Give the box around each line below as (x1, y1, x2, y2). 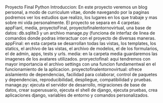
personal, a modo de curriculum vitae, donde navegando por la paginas (5, 9, 149, 15)
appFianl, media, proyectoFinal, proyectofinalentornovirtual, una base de (5, 25, 152, 31)
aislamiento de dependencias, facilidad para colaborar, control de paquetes (5, 72, 158, 77)
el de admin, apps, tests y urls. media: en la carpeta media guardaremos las (5, 51, 158, 57)
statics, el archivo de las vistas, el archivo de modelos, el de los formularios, (5, 46, 159, 51)
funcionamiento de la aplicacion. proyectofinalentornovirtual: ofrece (5, 66, 142, 72)
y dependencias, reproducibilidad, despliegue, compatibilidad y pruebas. (5, 77, 152, 82)
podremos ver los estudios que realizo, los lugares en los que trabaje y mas (5, 15, 158, 20)
